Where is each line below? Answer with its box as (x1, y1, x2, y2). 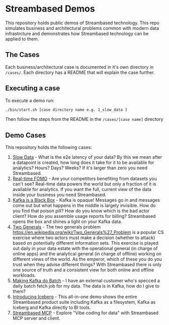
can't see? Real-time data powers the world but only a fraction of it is (12, 181, 156, 187)
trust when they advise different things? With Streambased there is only (12, 261, 162, 268)
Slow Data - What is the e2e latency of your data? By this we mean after (12, 154, 162, 160)
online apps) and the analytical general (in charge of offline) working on (12, 251, 162, 257)
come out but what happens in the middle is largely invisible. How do (12, 203, 156, 209)
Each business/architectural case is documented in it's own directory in (5, 64, 154, 70)
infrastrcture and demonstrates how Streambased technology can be (5, 30, 149, 36)
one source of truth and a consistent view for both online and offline (12, 267, 154, 273)
